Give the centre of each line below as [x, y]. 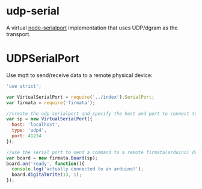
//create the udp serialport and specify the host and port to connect [98, 113]
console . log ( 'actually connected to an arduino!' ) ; [78, 169]
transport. [19, 34]
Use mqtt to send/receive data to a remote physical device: [79, 75]
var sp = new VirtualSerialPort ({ [50, 119]
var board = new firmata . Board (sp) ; [52, 158]
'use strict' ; [24, 86]
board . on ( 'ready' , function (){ [45, 164]
